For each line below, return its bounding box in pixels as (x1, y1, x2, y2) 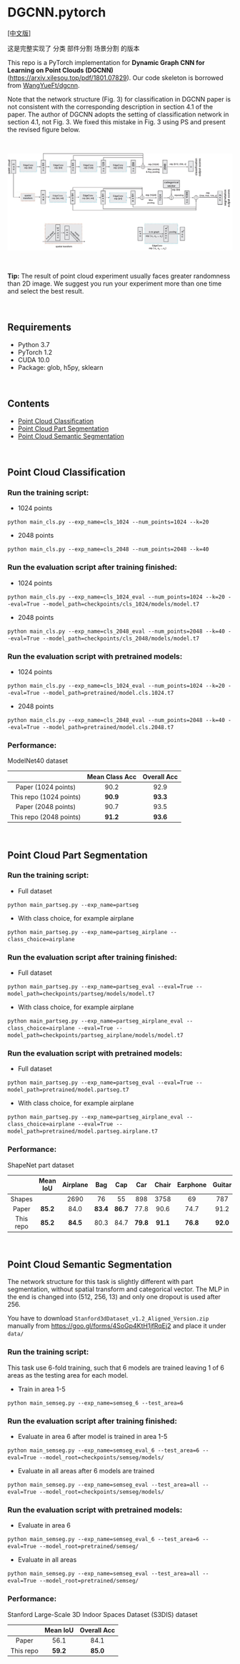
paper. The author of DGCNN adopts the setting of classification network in (7, 110, 229, 119)
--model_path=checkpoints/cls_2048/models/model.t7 (42, 635, 200, 642)
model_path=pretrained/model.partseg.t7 (7, 1086, 130, 1093)
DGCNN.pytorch (7, 4, 106, 21)
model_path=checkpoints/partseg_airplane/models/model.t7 (7, 1032, 184, 1039)
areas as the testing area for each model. (7, 1370, 129, 1379)
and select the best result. (7, 286, 84, 295)
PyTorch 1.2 (17, 348, 52, 356)
